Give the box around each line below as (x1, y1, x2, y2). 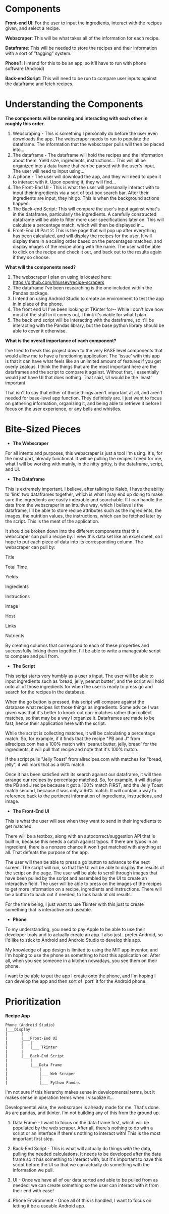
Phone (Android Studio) (5, 1022, 55, 1027)
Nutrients (5, 632, 25, 639)
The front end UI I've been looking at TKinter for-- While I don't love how (12, 306, 164, 312)
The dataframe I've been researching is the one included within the (12, 284, 152, 290)
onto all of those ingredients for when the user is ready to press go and (5, 683, 153, 689)
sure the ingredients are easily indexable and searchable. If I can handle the (5, 496, 162, 502)
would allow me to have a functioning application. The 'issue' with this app (5, 353, 160, 359)
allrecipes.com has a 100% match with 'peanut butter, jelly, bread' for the (5, 741, 157, 747)
